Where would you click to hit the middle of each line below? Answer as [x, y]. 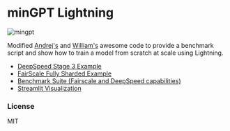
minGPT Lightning [60, 13]
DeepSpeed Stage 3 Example [60, 66]
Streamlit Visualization [49, 88]
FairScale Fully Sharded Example [64, 73]
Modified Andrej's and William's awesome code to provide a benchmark [110, 45]
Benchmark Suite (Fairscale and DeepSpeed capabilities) [99, 80]
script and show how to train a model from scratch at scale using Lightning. [115, 53]
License [21, 106]
